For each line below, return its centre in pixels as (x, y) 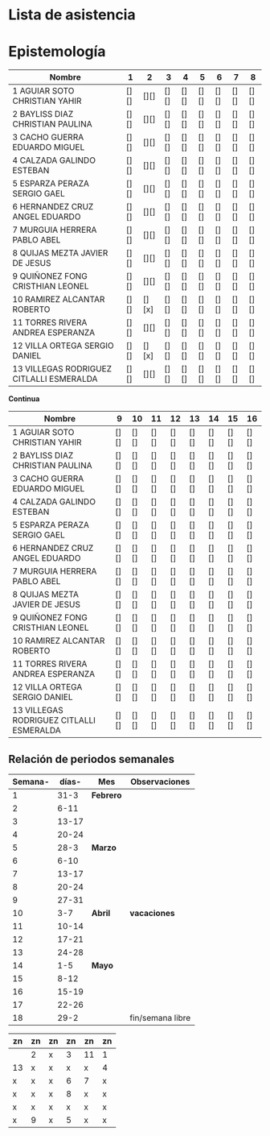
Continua (24, 399)
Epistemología (57, 52)
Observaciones (160, 782)
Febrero (106, 795)
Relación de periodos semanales (92, 759)
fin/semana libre (160, 1018)
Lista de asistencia (72, 15)
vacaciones (152, 913)
